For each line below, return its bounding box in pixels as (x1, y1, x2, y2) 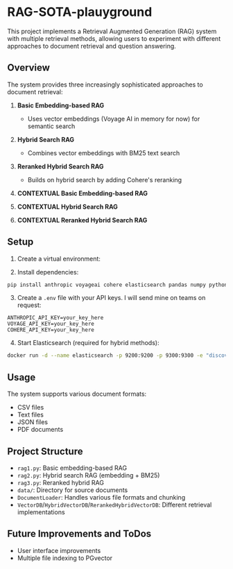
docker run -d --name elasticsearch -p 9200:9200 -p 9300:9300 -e (7, 352, 203, 359)
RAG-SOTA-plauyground (7, 4, 153, 20)
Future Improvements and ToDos (7, 528, 152, 540)
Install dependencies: (17, 268, 79, 276)
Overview (7, 62, 51, 73)
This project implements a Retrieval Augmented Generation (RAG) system (7, 27, 217, 35)
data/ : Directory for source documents (17, 486, 128, 494)
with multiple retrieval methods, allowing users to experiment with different (7, 34, 221, 42)
